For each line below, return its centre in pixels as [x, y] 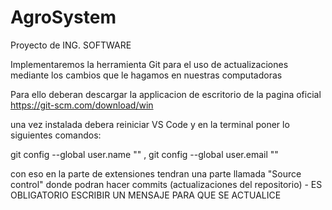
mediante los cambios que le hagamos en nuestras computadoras [146, 75]
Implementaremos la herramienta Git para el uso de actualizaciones [149, 64]
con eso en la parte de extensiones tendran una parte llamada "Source [156, 173]
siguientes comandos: [56, 135]
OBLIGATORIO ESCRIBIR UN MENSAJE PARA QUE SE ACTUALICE [146, 195]
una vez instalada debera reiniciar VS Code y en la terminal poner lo [150, 124]
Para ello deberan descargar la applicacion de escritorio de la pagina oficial [166, 94]
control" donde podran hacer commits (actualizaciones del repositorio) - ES [166, 184]
